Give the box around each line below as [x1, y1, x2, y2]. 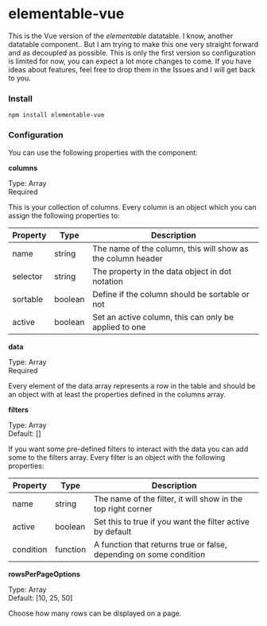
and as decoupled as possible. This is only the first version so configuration [8, 48, 256, 57]
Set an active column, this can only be [92, 311, 234, 323]
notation [92, 276, 123, 287]
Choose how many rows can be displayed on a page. [8, 609, 182, 618]
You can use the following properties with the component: [8, 148, 198, 157]
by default [94, 526, 132, 537]
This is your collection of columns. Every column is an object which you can [8, 202, 257, 211]
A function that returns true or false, [94, 539, 228, 550]
